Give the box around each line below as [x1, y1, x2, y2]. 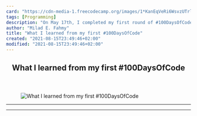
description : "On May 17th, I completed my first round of [6, 19, 154, 25]
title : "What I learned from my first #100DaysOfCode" [6, 30, 143, 36]
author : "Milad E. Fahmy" [6, 25, 69, 31]
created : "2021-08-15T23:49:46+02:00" [6, 36, 101, 42]
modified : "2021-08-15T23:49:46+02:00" [6, 42, 104, 47]
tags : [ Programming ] [6, 14, 57, 20]
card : [6, 8, 19, 15]
